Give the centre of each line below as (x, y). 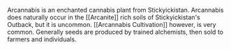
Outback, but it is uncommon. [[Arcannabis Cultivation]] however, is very (112, 24)
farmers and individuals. (42, 39)
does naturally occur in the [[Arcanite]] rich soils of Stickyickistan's (104, 17)
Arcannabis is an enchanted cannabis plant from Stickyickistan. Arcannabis (115, 10)
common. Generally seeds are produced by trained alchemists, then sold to (115, 32)
